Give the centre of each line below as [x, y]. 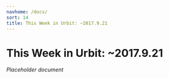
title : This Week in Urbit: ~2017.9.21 [57, 23]
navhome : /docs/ [27, 12]
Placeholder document [35, 70]
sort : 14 [17, 18]
